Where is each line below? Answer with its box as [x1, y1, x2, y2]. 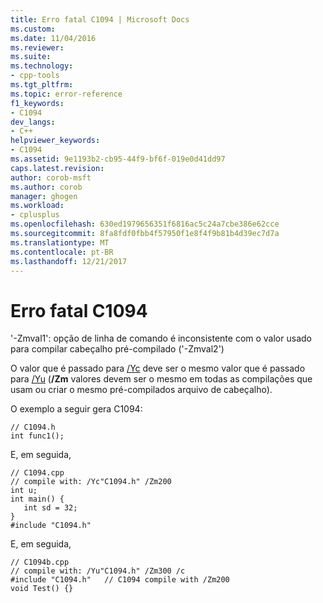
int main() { [10, 494, 65, 505]
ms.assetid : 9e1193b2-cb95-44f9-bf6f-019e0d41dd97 [10, 154, 226, 164]
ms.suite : [10, 52, 52, 62]
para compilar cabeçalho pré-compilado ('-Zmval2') [10, 343, 225, 355]
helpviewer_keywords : [10, 136, 101, 146]
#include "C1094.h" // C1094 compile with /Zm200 [10, 575, 230, 585]
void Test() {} [10, 584, 74, 594]
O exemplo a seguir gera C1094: [10, 403, 143, 415]
